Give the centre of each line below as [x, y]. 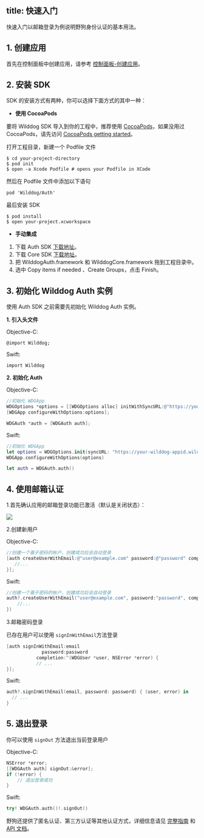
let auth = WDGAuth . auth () [40, 468]
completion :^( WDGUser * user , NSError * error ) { [97, 657]
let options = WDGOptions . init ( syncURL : [58, 452]
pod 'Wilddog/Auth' [31, 193]
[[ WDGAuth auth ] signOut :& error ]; [50, 768]
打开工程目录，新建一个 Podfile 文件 [51, 147]
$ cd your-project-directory [43, 159]
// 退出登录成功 [35, 780]
